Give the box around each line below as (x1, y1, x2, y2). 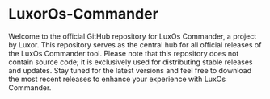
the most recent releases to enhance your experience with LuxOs (8, 74, 226, 84)
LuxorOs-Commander (8, 5, 159, 23)
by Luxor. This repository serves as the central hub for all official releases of (8, 39, 262, 49)
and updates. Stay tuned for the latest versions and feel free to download (8, 65, 252, 75)
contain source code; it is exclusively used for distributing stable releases (8, 57, 253, 67)
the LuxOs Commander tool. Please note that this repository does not (8, 48, 239, 58)
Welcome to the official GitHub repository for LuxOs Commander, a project (8, 31, 257, 41)
